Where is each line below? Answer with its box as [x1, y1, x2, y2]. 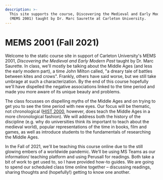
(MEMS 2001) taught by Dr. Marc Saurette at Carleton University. [9, 16, 147, 21]
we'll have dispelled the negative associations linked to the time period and [5, 84, 155, 90]
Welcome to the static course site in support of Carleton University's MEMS [5, 53, 156, 59]
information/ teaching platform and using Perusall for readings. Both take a [5, 154, 154, 160]
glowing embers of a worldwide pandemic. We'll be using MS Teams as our [5, 149, 156, 155]
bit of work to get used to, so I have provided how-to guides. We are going [5, 159, 154, 165]
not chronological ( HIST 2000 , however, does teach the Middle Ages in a [5, 108, 150, 114]
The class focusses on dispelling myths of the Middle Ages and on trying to [5, 98, 156, 104]
